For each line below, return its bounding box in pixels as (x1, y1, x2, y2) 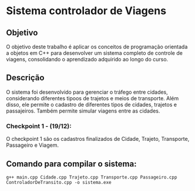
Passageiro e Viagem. (6, 141, 59, 149)
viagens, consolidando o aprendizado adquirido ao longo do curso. (6, 56, 169, 62)
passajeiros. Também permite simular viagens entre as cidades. (6, 107, 160, 114)
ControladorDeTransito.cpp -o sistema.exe (6, 179, 112, 185)
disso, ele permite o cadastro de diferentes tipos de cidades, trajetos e (6, 101, 177, 108)
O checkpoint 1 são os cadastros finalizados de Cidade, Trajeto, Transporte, (6, 136, 190, 143)
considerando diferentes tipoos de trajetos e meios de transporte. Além (6, 94, 179, 101)
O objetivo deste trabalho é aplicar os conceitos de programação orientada (6, 43, 188, 50)
